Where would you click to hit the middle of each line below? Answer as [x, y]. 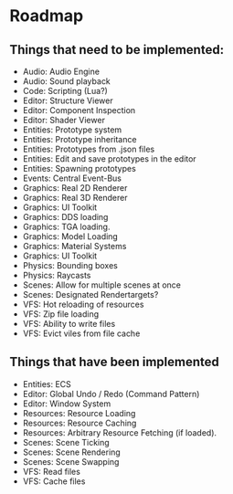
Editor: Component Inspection [79, 110]
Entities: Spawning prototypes [79, 168]
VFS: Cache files [54, 481]
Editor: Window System [67, 404]
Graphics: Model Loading [70, 236]
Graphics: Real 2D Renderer [75, 188]
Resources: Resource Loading [79, 413]
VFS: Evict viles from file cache [81, 333]
